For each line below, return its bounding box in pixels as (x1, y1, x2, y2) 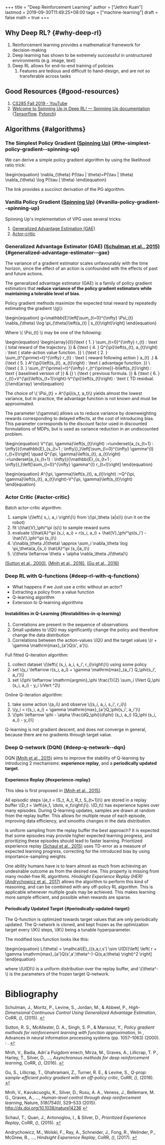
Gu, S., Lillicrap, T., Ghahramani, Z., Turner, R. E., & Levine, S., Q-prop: (5, 1069, 147, 1075)
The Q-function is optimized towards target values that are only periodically (5, 916, 158, 922)
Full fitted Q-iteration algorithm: (5, 652, 69, 658)
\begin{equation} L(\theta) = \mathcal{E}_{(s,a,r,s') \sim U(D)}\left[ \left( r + (5, 946, 157, 952)
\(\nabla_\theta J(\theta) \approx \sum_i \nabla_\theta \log (12, 540, 128, 546)
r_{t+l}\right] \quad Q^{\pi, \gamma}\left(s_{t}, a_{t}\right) (5, 451, 121, 457)
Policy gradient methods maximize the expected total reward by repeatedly (5, 300, 157, 306)
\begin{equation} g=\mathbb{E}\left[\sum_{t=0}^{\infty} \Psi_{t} (5, 315, 134, 320)
